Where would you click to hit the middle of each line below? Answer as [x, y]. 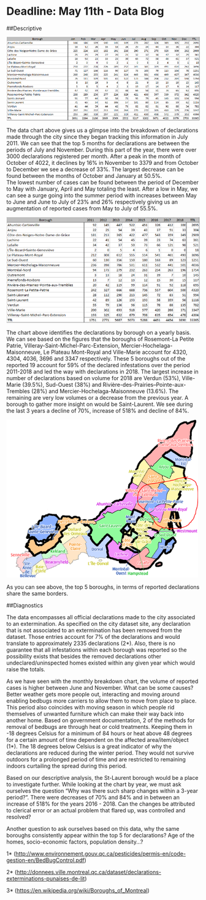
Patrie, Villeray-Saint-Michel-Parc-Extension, [63, 346]
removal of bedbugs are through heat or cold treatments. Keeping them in [100, 726]
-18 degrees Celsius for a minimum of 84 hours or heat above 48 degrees [99, 733]
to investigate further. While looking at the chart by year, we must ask [94, 784]
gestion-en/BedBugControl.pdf [45, 860]
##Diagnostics [25, 605]
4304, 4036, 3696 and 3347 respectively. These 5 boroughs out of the [96, 359]
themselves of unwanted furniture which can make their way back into [95, 714]
